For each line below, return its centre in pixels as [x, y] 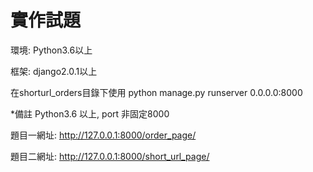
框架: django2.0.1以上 [54, 71]
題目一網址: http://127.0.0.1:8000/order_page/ [103, 135]
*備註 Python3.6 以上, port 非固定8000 [90, 113]
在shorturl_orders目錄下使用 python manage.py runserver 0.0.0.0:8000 [156, 92]
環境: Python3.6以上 [51, 50]
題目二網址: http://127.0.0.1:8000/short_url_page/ [110, 156]
